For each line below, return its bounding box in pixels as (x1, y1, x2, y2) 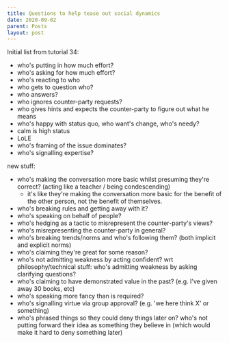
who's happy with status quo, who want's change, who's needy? (16, 119, 200, 128)
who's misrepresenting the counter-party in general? (16, 226, 166, 235)
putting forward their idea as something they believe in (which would (16, 321, 211, 329)
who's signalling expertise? (16, 149, 94, 157)
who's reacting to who (16, 76, 81, 84)
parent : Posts (7, 23, 48, 29)
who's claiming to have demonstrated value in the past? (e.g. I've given (16, 277, 217, 285)
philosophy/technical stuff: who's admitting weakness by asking (16, 263, 198, 271)
